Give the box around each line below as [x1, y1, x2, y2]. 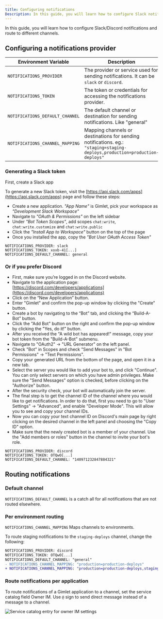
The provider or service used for [84, 67, 158, 73]
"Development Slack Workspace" [12, 208, 79, 214]
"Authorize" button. [12, 382, 51, 388]
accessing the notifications [84, 93, 146, 100]
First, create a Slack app [5, 179, 54, 185]
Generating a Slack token [5, 168, 65, 175]
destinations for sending [84, 133, 140, 140]
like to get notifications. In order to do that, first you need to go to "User [12, 398, 155, 403]
